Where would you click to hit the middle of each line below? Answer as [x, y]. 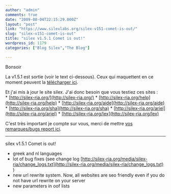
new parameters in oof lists [41, 186]
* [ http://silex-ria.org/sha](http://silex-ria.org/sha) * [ [60, 108]
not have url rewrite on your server [49, 180]
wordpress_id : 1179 [26, 43]
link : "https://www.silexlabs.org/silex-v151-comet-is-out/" [72, 29]
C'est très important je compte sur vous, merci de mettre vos [69, 123]
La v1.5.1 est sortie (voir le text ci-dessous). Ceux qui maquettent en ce [79, 76]
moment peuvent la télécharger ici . [42, 82]
